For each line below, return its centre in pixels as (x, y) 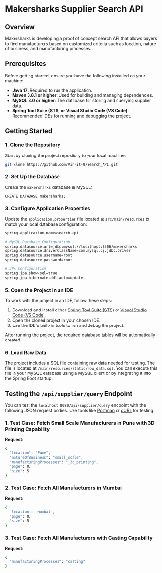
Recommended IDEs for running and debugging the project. (72, 116)
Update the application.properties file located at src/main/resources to (77, 219)
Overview (20, 27)
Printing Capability (28, 429)
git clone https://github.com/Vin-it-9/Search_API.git (61, 164)
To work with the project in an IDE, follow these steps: (59, 301)
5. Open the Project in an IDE (39, 290)
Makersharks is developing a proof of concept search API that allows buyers (81, 38)
